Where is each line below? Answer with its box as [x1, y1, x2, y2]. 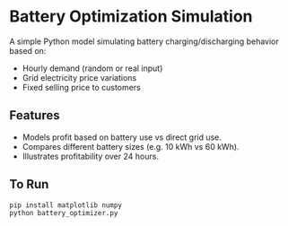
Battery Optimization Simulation [9, 6, 253, 27]
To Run [9, 177, 49, 192]
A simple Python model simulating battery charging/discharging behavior [9, 36, 280, 47]
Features [9, 108, 60, 123]
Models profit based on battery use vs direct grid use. [22, 132, 223, 143]
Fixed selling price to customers [22, 82, 141, 92]
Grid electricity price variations [22, 72, 137, 83]
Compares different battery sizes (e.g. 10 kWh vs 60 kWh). [22, 141, 240, 152]
